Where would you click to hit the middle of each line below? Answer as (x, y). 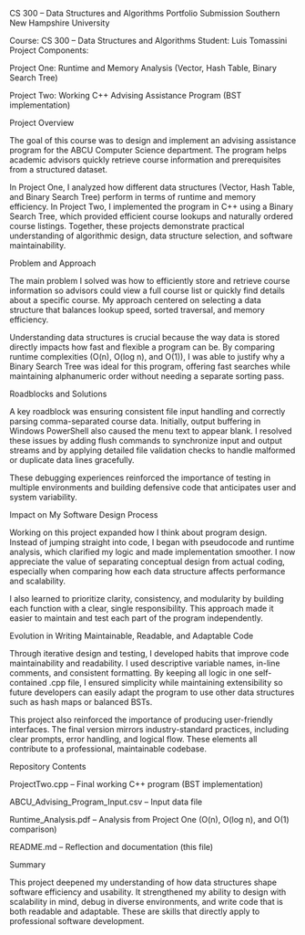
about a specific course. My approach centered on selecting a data (136, 300)
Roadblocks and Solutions (58, 394)
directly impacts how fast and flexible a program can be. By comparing (142, 347)
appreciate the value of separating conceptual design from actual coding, (147, 562)
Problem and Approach (53, 263)
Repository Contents (48, 767)
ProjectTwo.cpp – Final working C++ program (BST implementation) (137, 784)
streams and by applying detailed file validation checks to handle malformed (152, 450)
